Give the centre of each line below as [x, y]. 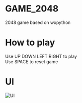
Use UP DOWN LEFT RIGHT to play [41, 56]
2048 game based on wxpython [38, 22]
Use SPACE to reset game [32, 61]
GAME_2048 [32, 9]
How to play [30, 43]
